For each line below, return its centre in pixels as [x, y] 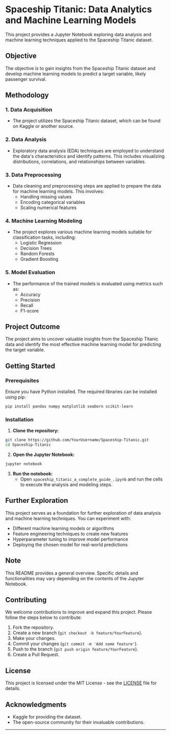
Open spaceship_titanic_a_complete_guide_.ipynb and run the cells [91, 479]
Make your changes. [34, 638]
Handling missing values [46, 197]
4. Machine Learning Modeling [44, 221]
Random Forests [37, 254]
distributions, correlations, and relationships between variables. [79, 162]
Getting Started [30, 366]
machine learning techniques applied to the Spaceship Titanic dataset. [79, 40]
